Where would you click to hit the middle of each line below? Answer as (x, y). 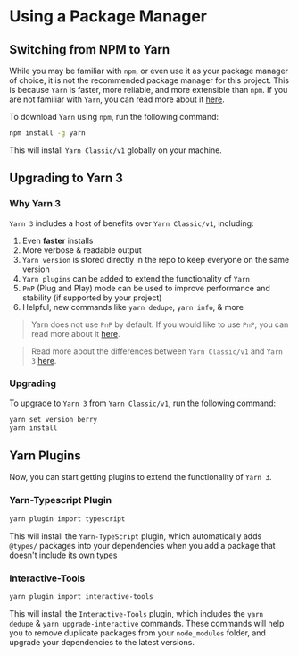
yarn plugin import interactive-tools (81, 596)
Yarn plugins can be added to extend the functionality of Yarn (136, 278)
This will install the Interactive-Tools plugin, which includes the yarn (137, 613)
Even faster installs (58, 240)
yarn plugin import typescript (67, 519)
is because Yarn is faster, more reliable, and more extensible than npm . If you (149, 90)
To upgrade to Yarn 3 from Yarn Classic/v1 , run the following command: (143, 403)
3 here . (44, 360)
